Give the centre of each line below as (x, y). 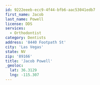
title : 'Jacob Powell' (29, 61)
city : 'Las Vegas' (24, 47)
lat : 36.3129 (23, 70)
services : (16, 28)
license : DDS (19, 24)
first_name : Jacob (24, 14)
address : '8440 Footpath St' (36, 42)
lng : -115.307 (24, 75)
